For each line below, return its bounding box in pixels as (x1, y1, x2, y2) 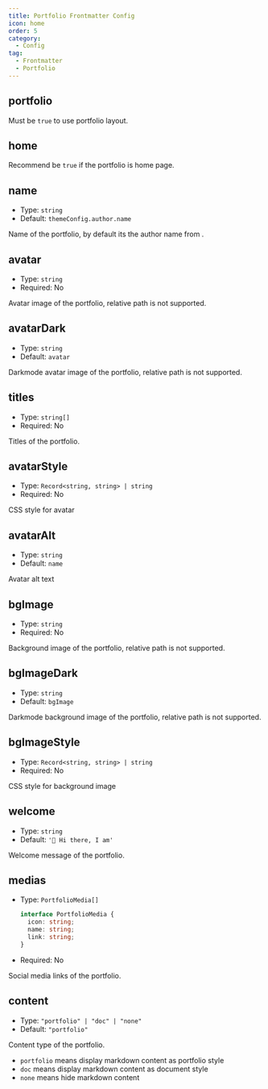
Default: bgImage (19, 696, 74, 706)
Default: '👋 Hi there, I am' (19, 834, 114, 844)
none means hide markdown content (19, 1072, 140, 1082)
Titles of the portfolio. (8, 436, 80, 446)
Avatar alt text (8, 574, 55, 584)
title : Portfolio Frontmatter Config (8, 11, 135, 20)
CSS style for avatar (8, 505, 75, 515)
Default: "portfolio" (19, 1024, 89, 1033)
